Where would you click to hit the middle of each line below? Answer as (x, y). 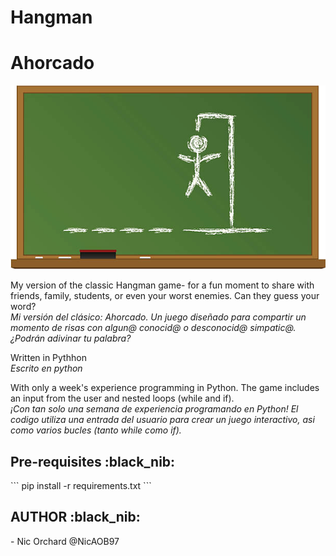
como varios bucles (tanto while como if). (96, 430)
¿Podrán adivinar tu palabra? (71, 338)
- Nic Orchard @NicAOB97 (65, 541)
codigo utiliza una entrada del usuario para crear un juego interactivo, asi (162, 420)
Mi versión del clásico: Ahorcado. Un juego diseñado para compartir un (158, 317)
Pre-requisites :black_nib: (93, 461)
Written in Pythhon (48, 358)
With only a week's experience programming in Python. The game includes (165, 388)
